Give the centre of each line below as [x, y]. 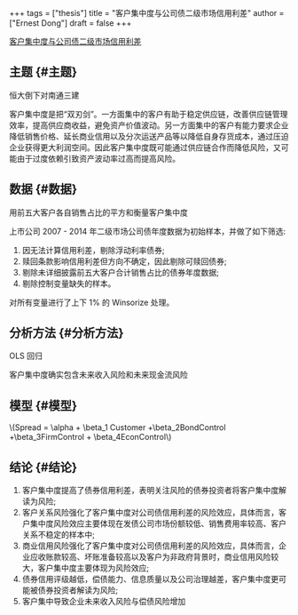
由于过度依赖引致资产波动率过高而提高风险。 [98, 158]
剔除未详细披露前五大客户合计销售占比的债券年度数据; [121, 272]
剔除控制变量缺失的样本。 [69, 284]
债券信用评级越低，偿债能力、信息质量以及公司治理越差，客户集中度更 [150, 579]
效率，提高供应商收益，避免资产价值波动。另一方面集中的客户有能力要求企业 [149, 125]
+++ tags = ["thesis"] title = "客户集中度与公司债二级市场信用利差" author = [147, 13]
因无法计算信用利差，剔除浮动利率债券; [94, 250]
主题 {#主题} [43, 72]
